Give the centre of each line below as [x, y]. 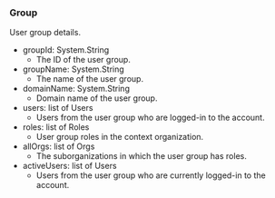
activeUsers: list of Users [69, 166]
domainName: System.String [76, 89]
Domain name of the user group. [97, 98]
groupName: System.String [73, 69]
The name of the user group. [89, 79]
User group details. [45, 33]
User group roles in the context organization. [120, 137]
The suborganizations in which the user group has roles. [141, 156]
